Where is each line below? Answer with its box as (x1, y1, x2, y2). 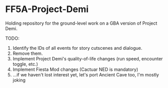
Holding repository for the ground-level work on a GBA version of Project (5, 20, 158, 26)
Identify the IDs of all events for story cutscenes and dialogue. (12, 45, 143, 51)
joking (12, 77, 26, 83)
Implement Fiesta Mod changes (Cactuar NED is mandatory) (12, 66, 138, 72)
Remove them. (12, 50, 43, 56)
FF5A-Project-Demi (5, 4, 89, 15)
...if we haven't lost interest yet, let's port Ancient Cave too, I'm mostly (12, 71, 159, 77)
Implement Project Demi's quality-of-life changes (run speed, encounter (12, 55, 163, 61)
